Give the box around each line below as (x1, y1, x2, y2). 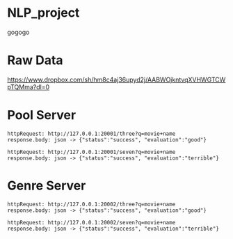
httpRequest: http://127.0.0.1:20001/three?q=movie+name (7, 130, 176, 137)
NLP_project (7, 5, 80, 21)
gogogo (7, 28, 30, 36)
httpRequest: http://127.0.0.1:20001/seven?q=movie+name (7, 148, 176, 155)
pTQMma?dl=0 (7, 82, 50, 91)
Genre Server (7, 178, 86, 193)
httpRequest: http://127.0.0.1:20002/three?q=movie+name (7, 201, 176, 208)
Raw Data (7, 52, 64, 68)
